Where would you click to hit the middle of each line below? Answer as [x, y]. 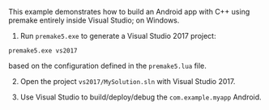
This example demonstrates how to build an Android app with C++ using [129, 12]
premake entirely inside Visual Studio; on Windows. [94, 20]
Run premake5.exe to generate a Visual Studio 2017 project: [118, 36]
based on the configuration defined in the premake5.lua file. [107, 66]
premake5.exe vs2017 [43, 51]
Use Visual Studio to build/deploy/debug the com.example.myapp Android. [141, 97]
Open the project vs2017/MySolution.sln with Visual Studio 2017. [128, 81]
